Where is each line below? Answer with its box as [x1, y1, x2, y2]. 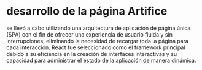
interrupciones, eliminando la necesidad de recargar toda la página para [6, 37, 189, 44]
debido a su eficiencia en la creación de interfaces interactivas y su [6, 50, 177, 57]
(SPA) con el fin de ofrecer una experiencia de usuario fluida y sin [6, 30, 173, 38]
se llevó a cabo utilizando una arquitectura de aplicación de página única [6, 24, 191, 32]
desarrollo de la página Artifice [6, 4, 168, 18]
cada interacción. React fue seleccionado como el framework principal [6, 44, 185, 51]
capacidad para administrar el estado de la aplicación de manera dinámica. [6, 57, 196, 64]
